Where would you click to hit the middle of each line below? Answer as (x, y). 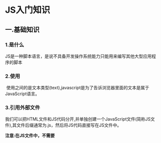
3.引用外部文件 (23, 108)
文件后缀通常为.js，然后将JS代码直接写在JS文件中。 (69, 125)
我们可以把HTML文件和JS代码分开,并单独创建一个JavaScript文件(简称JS (78, 119)
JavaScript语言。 (23, 94)
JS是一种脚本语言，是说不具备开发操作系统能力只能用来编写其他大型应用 (78, 56)
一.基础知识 (23, 30)
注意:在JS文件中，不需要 (30, 136)
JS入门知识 (28, 10)
